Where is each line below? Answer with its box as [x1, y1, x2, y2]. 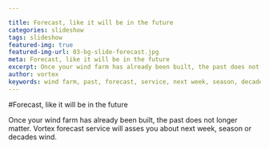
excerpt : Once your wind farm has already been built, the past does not [8, 63, 260, 72]
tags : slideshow [8, 33, 62, 41]
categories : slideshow [8, 25, 84, 34]
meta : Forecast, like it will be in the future [8, 56, 171, 64]
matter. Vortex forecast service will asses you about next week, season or [8, 123, 252, 133]
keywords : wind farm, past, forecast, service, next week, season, [8, 77, 239, 86]
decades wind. [8, 132, 58, 142]
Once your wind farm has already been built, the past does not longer [8, 115, 238, 124]
